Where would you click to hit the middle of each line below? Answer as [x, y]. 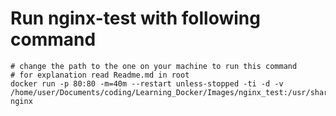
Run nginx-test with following [135, 18]
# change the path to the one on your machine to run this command [154, 66]
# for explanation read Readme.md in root [100, 75]
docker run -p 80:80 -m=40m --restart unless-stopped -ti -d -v [147, 83]
